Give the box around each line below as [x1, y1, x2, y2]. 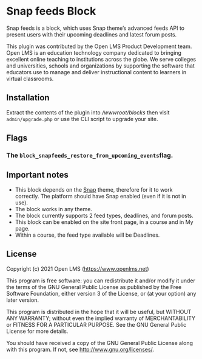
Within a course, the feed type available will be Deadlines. [15, 231, 160, 239]
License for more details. [6, 327, 69, 335]
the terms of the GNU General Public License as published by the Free [6, 283, 182, 290]
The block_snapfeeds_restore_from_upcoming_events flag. [6, 151, 173, 159]
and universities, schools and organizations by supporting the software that [6, 62, 195, 69]
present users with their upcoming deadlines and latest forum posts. [6, 30, 177, 38]
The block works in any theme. [15, 205, 93, 212]
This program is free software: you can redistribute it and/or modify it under [6, 277, 195, 284]
